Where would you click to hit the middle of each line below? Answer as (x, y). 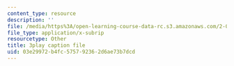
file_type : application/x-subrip (56, 33)
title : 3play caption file (46, 45)
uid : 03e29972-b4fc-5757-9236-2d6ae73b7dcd (71, 52)
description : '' (31, 20)
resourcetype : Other (37, 39)
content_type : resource (42, 13)
